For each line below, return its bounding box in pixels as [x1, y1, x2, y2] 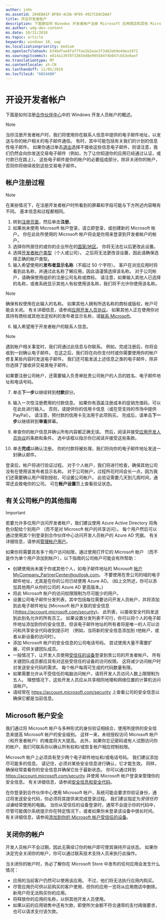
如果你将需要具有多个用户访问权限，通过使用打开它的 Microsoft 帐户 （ [5, 549, 150, 555]
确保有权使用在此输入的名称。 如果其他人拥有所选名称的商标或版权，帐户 [5, 300, 154, 306]
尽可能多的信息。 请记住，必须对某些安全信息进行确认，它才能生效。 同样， [5, 760, 159, 766]
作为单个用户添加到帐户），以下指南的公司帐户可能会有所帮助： [9, 555, 137, 561]
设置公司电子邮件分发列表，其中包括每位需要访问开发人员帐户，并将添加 [12, 596, 160, 603]
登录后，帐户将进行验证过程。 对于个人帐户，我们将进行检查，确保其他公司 [5, 462, 158, 468]
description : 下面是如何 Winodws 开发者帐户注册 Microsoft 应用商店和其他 [5, 21, 148, 26]
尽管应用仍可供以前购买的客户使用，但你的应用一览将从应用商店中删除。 [12, 884, 160, 890]
